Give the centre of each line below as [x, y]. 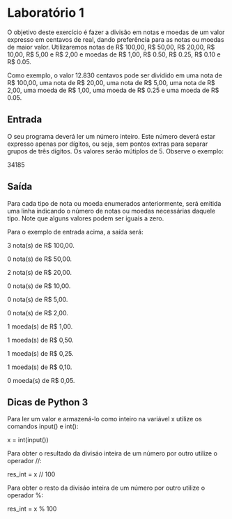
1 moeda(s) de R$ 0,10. [40, 367]
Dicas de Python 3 [48, 402]
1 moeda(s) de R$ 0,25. [41, 353]
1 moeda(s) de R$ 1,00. [40, 326]
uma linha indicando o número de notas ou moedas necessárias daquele [111, 211]
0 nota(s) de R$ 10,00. [39, 286]
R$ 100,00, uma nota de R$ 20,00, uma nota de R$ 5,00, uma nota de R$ [111, 82]
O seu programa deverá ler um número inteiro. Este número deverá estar [111, 136]
